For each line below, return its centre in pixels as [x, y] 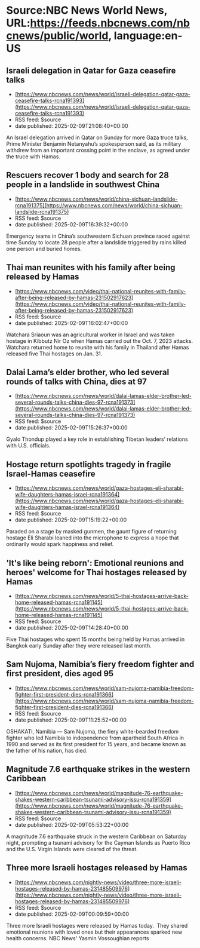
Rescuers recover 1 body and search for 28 [87, 175]
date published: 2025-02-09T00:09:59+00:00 [72, 914]
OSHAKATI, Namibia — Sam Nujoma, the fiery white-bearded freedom [93, 731]
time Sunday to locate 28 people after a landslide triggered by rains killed [96, 242]
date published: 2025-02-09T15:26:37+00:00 [71, 428]
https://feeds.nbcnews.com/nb [110, 23]
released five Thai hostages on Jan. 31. [54, 354]
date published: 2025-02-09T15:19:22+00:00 [71, 520]
